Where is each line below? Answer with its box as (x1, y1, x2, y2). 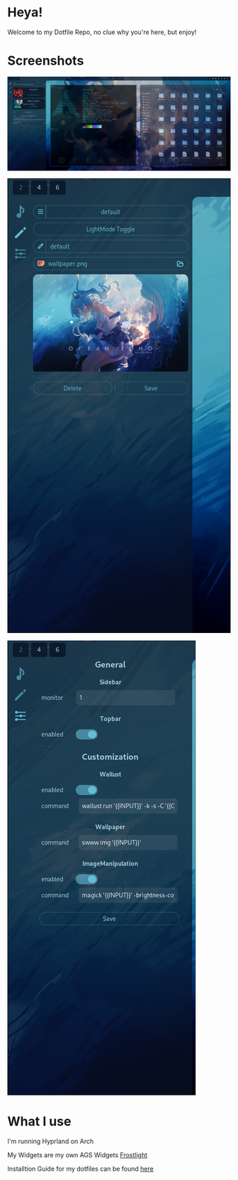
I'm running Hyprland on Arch (7, 1137, 94, 1145)
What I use (7, 1113, 72, 1130)
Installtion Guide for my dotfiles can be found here (7, 1164, 154, 1173)
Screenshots (7, 53, 84, 69)
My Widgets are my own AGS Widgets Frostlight (7, 1150, 147, 1159)
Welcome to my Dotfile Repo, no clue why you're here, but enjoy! (7, 28, 197, 36)
